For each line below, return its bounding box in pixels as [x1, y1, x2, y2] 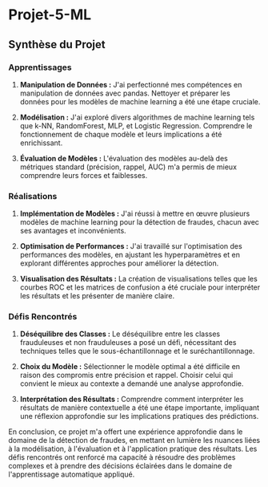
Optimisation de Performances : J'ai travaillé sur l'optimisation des [19, 241, 242, 251]
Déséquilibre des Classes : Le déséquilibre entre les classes [19, 329, 221, 339]
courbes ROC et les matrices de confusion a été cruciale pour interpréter [19, 282, 261, 292]
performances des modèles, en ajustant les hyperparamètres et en [19, 250, 240, 260]
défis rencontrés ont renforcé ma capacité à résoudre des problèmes [8, 453, 236, 462]
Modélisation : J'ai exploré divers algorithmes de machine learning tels [19, 112, 255, 122]
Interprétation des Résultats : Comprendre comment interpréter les [19, 395, 244, 404]
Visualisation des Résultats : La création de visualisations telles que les [19, 274, 258, 284]
